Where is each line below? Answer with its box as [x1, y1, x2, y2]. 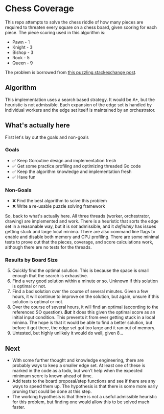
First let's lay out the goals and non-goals [5, 134, 89, 140]
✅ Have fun [12, 174, 36, 180]
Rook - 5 [12, 54, 30, 60]
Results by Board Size [5, 257, 58, 264]
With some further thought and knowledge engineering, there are [12, 357, 144, 363]
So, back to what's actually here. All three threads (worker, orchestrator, [5, 213, 150, 219]
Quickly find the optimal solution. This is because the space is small [12, 268, 149, 273]
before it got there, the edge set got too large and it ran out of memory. [12, 325, 156, 331]
